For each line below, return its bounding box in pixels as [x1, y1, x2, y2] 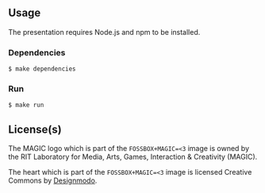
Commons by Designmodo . [8, 176, 98, 185]
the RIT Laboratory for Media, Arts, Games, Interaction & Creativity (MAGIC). [8, 152, 258, 161]
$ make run [8, 101, 44, 109]
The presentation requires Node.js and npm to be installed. [8, 27, 201, 36]
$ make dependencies [8, 65, 77, 74]
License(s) [8, 123, 62, 136]
